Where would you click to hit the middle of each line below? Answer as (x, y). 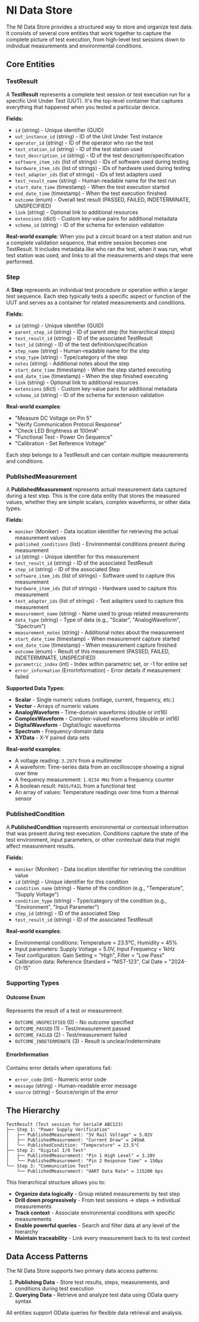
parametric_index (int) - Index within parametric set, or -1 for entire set (101, 664)
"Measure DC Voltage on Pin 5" (53, 418)
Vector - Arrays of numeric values (57, 706)
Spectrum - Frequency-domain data (59, 731)
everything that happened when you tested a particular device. (83, 107)
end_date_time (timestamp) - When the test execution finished (91, 193)
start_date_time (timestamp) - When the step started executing (93, 370)
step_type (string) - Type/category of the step (71, 357)
